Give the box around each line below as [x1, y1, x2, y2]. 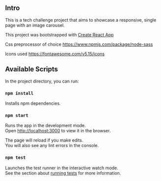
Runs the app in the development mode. [5, 122, 86, 128]
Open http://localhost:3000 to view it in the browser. [5, 128, 111, 134]
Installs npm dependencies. [5, 100, 61, 106]
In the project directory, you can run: [5, 78, 79, 84]
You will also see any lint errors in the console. [5, 143, 99, 149]
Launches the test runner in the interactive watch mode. [5, 165, 119, 171]
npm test [5, 155, 26, 160]
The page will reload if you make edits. [5, 137, 83, 143]
